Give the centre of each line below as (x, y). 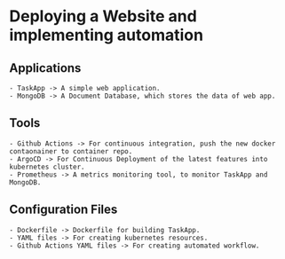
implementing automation (107, 35)
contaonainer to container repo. (71, 151)
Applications (45, 68)
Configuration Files (63, 210)
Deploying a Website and (103, 16)
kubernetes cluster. (47, 167)
